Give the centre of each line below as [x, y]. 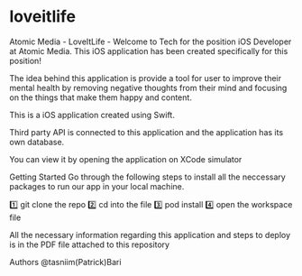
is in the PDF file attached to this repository [89, 244]
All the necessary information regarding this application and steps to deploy [150, 235]
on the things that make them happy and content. [101, 97]
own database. [37, 142]
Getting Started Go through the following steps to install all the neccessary [147, 177]
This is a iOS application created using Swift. [92, 115]
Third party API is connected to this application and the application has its [146, 132]
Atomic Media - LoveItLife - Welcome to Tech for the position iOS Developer [151, 41]
